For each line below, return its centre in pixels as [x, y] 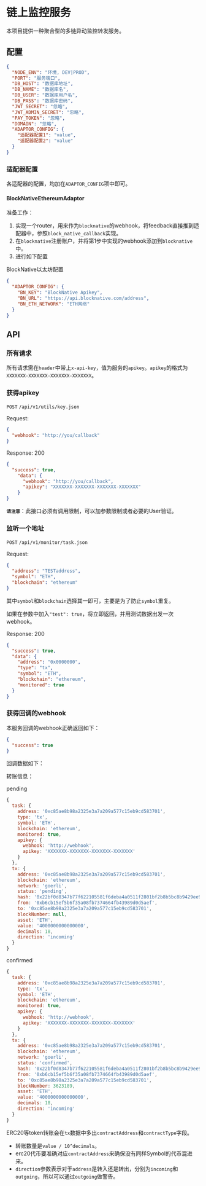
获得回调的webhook [36, 713]
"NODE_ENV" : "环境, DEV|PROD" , [51, 72]
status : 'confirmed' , [45, 1063]
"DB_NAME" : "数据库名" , [40, 90]
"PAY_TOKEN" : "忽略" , [39, 118]
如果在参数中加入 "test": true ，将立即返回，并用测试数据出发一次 [90, 614]
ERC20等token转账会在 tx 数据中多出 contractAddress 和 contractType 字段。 [100, 1133]
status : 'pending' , [42, 892]
